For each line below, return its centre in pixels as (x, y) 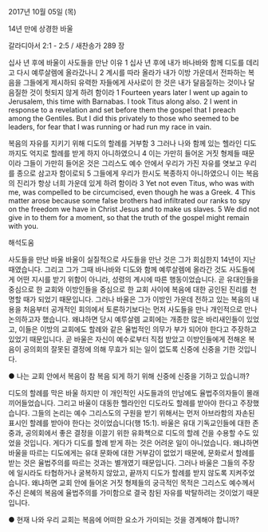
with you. (23, 226)
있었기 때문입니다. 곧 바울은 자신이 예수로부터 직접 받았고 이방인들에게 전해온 (128, 339)
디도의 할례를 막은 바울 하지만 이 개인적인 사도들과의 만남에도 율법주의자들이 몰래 (134, 393)
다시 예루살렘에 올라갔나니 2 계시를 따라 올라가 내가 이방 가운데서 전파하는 (131, 73)
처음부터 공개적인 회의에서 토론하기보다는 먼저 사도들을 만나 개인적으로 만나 (140, 309)
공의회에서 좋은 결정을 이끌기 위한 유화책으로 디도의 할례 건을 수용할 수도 (138, 433)
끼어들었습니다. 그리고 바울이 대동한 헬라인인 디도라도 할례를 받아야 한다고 (123, 403)
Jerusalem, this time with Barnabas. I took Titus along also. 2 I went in (123, 101)
